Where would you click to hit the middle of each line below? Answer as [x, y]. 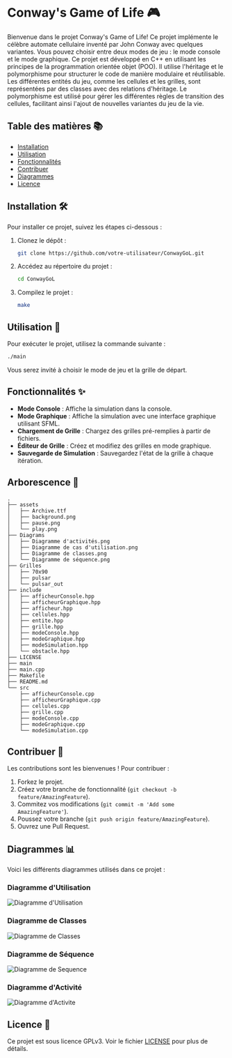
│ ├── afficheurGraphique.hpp [54, 602]
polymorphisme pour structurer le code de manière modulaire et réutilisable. [116, 74]
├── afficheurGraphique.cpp [60, 700]
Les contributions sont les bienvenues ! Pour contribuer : [88, 769]
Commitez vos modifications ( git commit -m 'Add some [96, 804]
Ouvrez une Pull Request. [53, 826]
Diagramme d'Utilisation [49, 888]
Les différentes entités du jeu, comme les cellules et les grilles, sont [104, 81]
